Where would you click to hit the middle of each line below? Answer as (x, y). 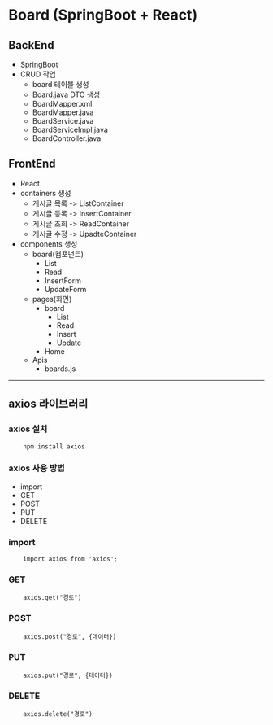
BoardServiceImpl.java (70, 129)
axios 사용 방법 (37, 468)
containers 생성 (45, 193)
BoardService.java (63, 121)
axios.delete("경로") (58, 714)
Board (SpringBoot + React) (103, 15)
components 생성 (49, 244)
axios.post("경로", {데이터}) (70, 636)
